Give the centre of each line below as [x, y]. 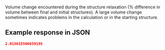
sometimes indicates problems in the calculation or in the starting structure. [82, 17]
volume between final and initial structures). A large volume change [73, 12]
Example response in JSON [48, 33]
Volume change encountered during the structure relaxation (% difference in [83, 7]
